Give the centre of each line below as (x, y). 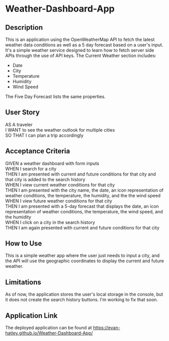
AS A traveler (19, 125)
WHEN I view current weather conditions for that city (60, 185)
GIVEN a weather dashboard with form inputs (52, 163)
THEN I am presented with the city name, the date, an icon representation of (84, 190)
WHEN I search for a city (31, 168)
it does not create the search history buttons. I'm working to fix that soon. (81, 300)
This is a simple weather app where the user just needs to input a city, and (82, 256)
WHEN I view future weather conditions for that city (59, 201)
